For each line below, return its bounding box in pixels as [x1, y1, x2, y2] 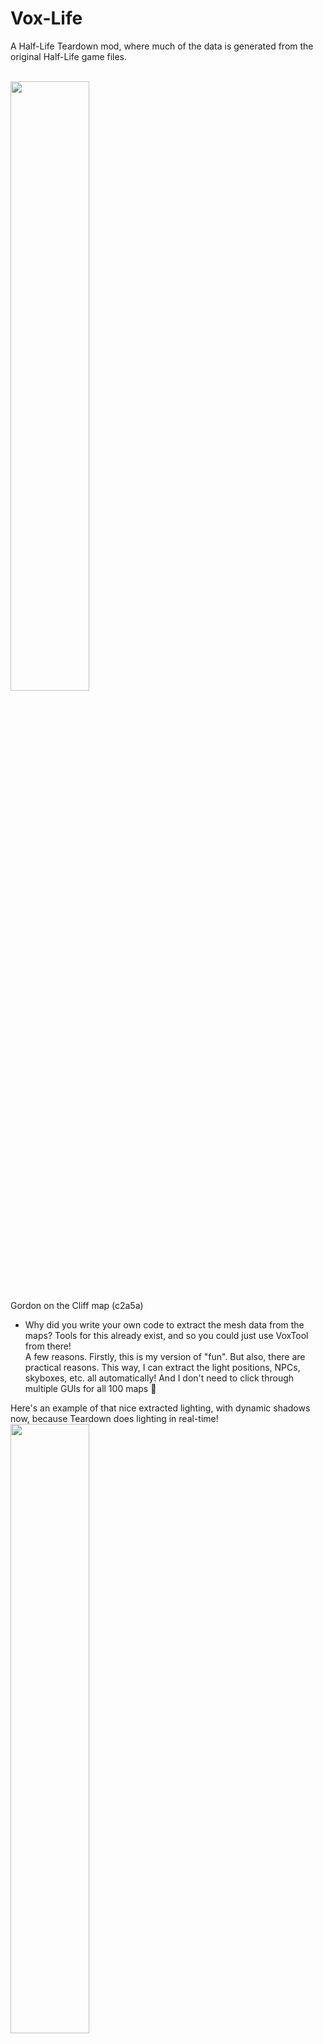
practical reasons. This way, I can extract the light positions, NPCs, [24, 1361, 301, 1373]
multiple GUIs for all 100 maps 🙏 [24, 1382, 157, 1394]
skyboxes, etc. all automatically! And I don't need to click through [24, 1372, 295, 1384]
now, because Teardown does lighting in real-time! [10, 1412, 219, 1424]
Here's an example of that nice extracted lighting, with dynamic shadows [10, 1402, 311, 1414]
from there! [24, 1340, 72, 1352]
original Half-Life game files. [10, 50, 128, 62]
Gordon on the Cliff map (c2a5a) [10, 1299, 144, 1311]
